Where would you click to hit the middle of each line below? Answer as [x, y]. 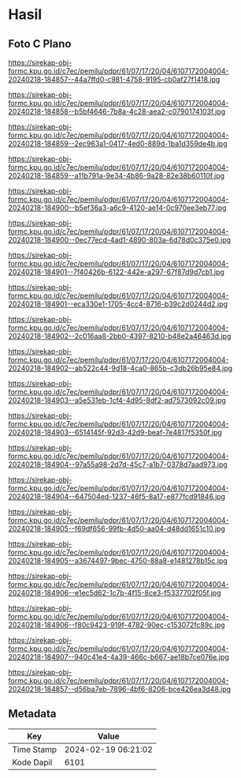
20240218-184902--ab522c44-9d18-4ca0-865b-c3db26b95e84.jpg [120, 368]
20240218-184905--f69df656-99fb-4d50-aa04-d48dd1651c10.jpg [117, 528]
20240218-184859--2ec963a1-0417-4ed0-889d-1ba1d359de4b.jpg [118, 143]
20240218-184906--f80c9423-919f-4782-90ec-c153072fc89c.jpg [117, 625]
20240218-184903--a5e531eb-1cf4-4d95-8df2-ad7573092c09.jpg [117, 400]
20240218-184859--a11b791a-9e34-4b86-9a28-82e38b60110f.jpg [117, 176]
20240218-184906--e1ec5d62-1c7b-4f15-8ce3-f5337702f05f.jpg [115, 593]
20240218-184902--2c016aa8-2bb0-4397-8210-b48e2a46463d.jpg [120, 336]
